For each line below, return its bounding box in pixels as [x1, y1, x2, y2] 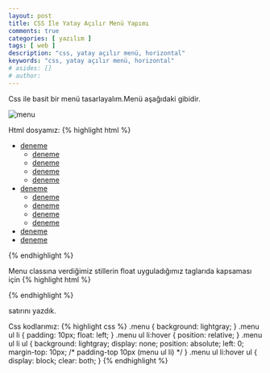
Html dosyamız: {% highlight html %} [8, 125, 131, 135]
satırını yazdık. [8, 305, 56, 315]
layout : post [8, 11, 52, 20]
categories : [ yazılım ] [8, 34, 92, 43]
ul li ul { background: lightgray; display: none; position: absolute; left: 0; [8, 338, 244, 348]
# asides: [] [8, 64, 52, 73]
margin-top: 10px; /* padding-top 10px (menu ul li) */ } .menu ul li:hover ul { [8, 347, 258, 357]
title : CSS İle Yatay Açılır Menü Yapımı [8, 19, 150, 27]
